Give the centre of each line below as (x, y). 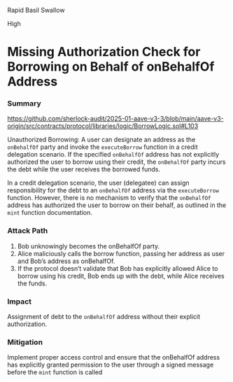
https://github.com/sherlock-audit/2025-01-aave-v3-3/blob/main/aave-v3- (115, 119)
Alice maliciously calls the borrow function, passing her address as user (121, 253)
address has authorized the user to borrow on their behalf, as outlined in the (117, 205)
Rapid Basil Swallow (36, 10)
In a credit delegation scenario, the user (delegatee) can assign (99, 183)
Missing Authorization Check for (104, 52)
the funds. (32, 283)
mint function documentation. (50, 213)
